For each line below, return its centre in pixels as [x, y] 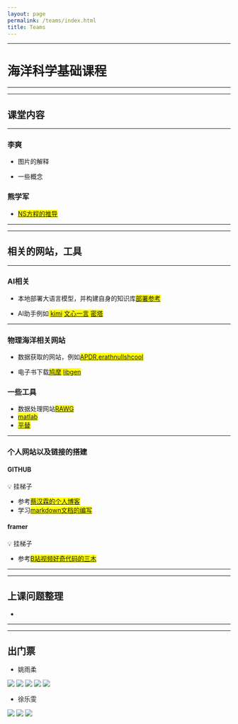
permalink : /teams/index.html [52, 21]
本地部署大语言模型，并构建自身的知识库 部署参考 [89, 298]
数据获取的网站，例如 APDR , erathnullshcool [80, 357]
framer [18, 527]
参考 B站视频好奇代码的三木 [57, 558]
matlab [28, 417]
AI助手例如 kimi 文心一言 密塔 [60, 313]
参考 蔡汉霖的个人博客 [49, 501]
